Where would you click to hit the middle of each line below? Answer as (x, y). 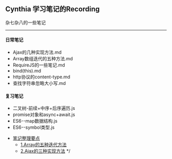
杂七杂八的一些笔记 (26, 22)
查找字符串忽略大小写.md (39, 83)
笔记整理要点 (26, 138)
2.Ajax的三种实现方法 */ (45, 151)
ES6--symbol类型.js (34, 127)
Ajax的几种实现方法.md (37, 52)
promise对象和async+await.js (44, 115)
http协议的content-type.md (41, 77)
